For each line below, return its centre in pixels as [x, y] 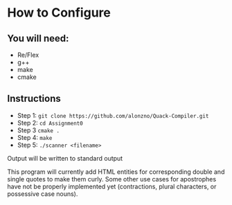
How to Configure [59, 13]
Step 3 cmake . [38, 130]
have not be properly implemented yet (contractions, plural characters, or [112, 186]
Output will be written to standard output [65, 158]
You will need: [38, 38]
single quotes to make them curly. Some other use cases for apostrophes [112, 179]
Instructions [34, 99]
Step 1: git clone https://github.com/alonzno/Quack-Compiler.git [113, 115]
